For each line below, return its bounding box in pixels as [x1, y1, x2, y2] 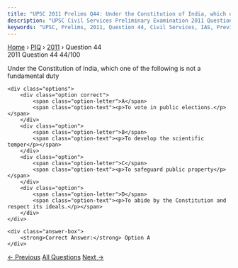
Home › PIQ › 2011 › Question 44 [7, 43, 102, 52]
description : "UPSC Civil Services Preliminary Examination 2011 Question [7, 17, 233, 24]
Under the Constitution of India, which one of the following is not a [7, 65, 201, 73]
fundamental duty [7, 72, 59, 80]
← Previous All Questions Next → [7, 253, 104, 262]
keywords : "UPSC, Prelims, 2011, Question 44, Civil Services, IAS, [7, 23, 214, 30]
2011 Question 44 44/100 [7, 50, 81, 59]
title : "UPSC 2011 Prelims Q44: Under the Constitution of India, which [7, 10, 227, 18]
